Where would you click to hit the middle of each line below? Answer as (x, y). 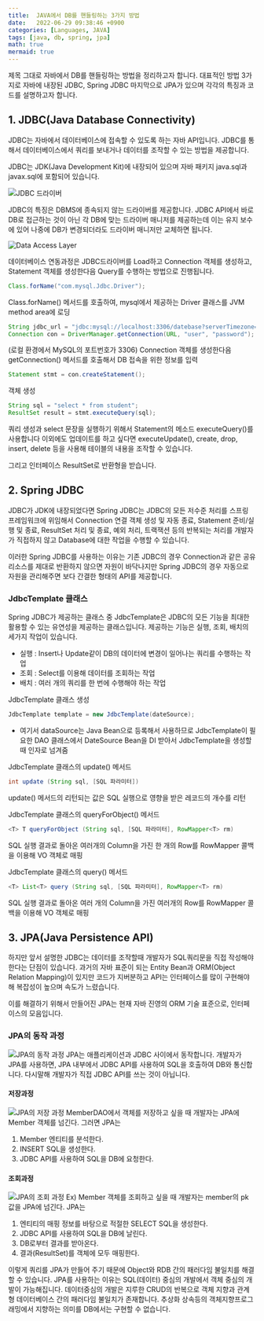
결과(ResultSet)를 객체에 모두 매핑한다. (79, 1253)
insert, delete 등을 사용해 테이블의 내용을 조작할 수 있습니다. (101, 449)
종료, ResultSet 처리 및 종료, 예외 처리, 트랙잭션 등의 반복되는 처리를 (129, 530)
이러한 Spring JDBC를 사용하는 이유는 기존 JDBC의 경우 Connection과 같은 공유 (132, 556)
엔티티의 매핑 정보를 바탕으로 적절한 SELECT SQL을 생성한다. (114, 1224)
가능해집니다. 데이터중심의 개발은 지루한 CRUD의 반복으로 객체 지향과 (129, 1290)
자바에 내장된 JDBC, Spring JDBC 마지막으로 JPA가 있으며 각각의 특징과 (134, 85)
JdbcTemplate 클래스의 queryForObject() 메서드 (84, 814)
